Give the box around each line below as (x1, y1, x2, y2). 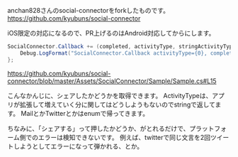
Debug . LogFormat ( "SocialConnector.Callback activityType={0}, (20, 49, 208, 57)
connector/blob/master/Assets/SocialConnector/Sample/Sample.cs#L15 (7, 77, 217, 85)
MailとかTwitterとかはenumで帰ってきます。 (21, 109, 149, 117)
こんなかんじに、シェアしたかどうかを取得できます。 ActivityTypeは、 (7, 91, 212, 99)
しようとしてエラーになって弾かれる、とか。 (13, 141, 144, 151)
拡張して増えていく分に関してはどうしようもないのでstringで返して (19, 100, 215, 109)
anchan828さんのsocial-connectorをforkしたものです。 (7, 6, 170, 14)
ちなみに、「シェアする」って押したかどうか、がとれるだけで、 (7, 124, 190, 133)
